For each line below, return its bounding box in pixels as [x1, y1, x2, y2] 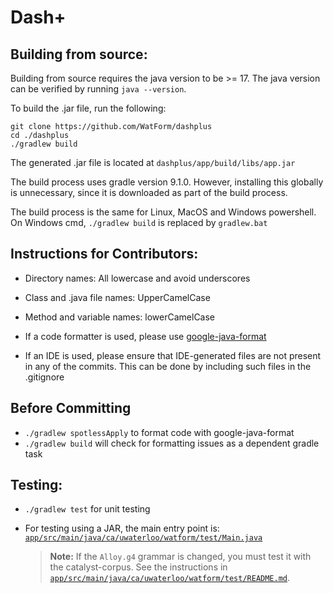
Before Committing [10, 400, 132, 417]
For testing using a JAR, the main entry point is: [24, 522, 220, 535]
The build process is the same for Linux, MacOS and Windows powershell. [10, 206, 317, 218]
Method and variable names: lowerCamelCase [24, 311, 216, 323]
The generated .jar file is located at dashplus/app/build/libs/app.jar [10, 157, 296, 168]
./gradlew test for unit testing [24, 503, 151, 515]
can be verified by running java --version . [10, 83, 187, 95]
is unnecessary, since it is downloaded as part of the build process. [10, 187, 288, 198]
